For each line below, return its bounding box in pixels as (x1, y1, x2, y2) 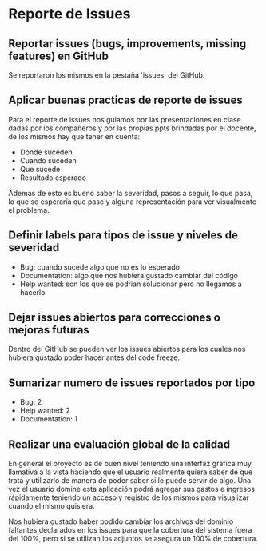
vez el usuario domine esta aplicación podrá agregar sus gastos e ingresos (8, 485, 256, 494)
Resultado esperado (19, 173, 86, 182)
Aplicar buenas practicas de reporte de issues (8, 94, 243, 107)
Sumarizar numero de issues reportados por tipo (8, 376, 256, 389)
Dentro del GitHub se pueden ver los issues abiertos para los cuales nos (8, 345, 246, 354)
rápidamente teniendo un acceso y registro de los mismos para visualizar (8, 493, 249, 502)
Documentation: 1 (19, 414, 78, 424)
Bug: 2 (19, 397, 42, 407)
